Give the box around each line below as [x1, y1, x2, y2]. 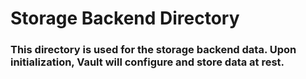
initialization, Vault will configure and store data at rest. [10, 55, 285, 69]
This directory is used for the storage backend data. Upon [10, 43, 297, 57]
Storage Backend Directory [10, 7, 240, 30]
